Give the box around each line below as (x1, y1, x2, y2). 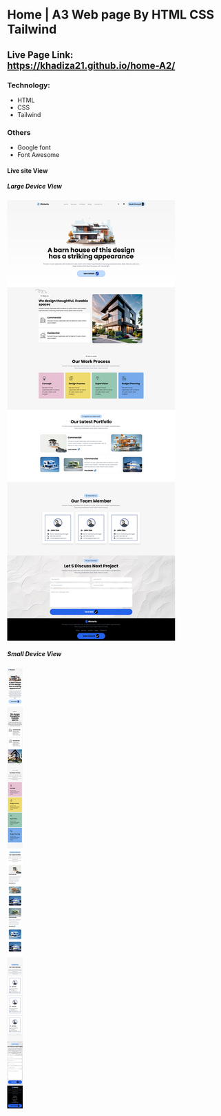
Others (7, 127, 31, 137)
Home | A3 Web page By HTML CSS (7, 7, 215, 23)
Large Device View (7, 182, 62, 191)
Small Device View (7, 650, 62, 658)
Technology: (7, 80, 50, 90)
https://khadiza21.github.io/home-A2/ (7, 59, 176, 72)
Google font (17, 143, 52, 151)
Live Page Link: (7, 49, 74, 61)
